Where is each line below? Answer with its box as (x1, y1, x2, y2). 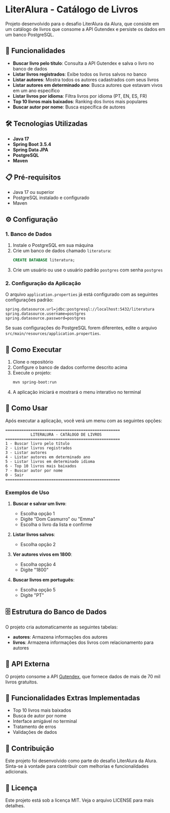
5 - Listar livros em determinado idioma (5, 459, 95, 464)
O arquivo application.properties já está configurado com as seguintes (5, 292, 158, 298)
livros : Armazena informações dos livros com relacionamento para (12, 639, 154, 645)
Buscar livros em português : (12, 577, 75, 583)
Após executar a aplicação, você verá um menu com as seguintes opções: (5, 418, 162, 424)
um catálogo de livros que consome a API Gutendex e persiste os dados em (5, 26, 165, 32)
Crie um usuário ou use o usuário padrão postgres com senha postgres (12, 266, 163, 273)
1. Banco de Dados (5, 230, 52, 238)
